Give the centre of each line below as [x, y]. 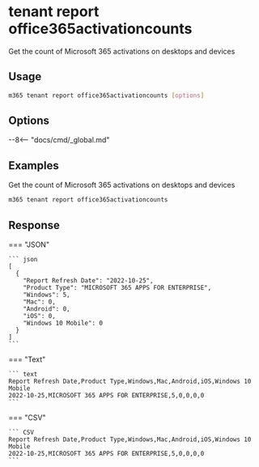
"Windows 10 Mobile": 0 [63, 323]
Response [34, 225]
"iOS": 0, [40, 316]
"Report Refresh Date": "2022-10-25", [88, 280]
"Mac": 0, [40, 302]
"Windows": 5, [47, 295]
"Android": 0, [47, 309]
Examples [34, 166]
